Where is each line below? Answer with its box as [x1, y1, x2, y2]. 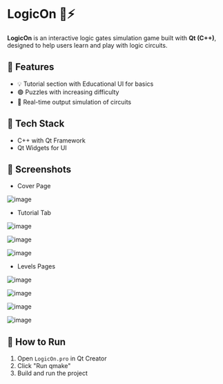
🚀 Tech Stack [7, 118, 65, 129]
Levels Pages [17, 262, 56, 271]
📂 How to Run [7, 336, 66, 347]
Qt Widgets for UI [17, 143, 67, 152]
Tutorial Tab [17, 209, 52, 217]
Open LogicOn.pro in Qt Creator [17, 354, 107, 363]
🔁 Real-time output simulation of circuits [17, 98, 132, 106]
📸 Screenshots [7, 163, 72, 175]
